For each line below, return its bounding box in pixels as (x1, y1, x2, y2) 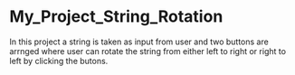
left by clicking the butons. (9, 55, 109, 66)
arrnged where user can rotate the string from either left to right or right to (9, 45, 287, 56)
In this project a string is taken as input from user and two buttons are (9, 36, 269, 47)
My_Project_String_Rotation (9, 6, 224, 27)
